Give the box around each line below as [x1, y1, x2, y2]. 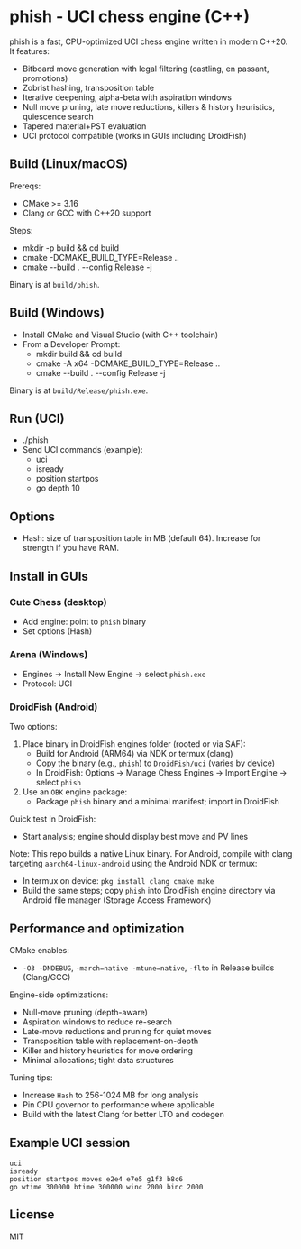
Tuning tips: [9, 1072, 53, 1083]
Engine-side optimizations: [9, 989, 109, 1000]
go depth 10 [35, 482, 81, 493]
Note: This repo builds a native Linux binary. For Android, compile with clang [9, 849, 293, 859]
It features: [9, 45, 50, 56]
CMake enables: [9, 945, 70, 956]
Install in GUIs [9, 568, 88, 583]
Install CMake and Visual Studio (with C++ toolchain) [22, 329, 219, 340]
